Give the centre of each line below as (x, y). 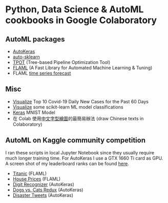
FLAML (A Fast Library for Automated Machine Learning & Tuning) (82, 68)
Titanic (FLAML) (30, 173)
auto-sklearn (26, 57)
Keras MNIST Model (34, 112)
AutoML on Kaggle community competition (76, 140)
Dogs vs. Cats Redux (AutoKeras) (48, 190)
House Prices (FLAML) (37, 179)
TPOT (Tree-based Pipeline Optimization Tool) (61, 62)
